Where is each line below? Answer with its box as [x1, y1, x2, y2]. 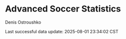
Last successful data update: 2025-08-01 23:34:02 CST [5, 28, 119, 34]
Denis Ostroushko [5, 19, 42, 25]
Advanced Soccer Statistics [5, 3, 121, 14]
